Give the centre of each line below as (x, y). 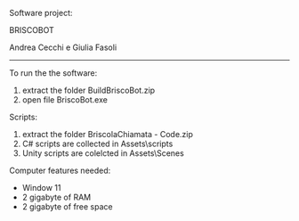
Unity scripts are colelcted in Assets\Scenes (103, 153)
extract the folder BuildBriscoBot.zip (89, 90)
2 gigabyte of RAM (57, 197)
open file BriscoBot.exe (65, 100)
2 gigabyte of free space (67, 207)
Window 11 (41, 188)
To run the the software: (53, 73)
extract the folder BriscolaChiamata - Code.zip (108, 134)
